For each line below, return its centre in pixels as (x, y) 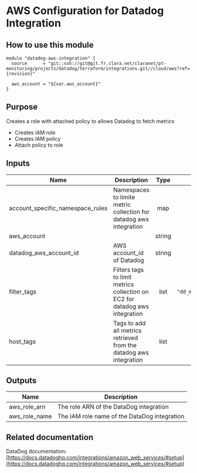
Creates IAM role (35, 132)
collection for (131, 212)
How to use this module (50, 45)
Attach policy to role (39, 145)
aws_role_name (30, 416)
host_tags (23, 341)
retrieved (126, 338)
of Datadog (129, 260)
